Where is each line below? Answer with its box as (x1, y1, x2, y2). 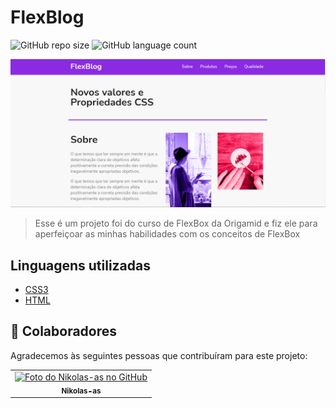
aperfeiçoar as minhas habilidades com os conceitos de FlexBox (34, 228, 301, 240)
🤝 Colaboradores (10, 323, 118, 340)
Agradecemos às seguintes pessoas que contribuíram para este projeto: (10, 349, 308, 361)
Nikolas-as (61, 386, 102, 396)
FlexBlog (10, 6, 85, 29)
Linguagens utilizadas (10, 257, 152, 274)
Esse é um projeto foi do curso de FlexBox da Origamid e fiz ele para (34, 217, 318, 230)
